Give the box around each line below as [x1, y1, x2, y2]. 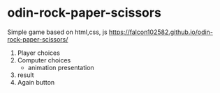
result [17, 71, 34, 79]
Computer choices [17, 56, 71, 64]
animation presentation [27, 63, 94, 71]
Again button [17, 78, 55, 86]
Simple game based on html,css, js [7, 28, 108, 36]
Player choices [17, 49, 61, 57]
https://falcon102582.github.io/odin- [108, 28, 213, 36]
